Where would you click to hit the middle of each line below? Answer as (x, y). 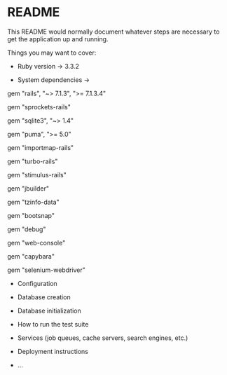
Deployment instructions (53, 351)
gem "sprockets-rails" (39, 107)
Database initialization (49, 311)
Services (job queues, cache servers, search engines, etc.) (103, 338)
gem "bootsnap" (31, 215)
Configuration (37, 283)
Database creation (44, 297)
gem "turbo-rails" (33, 161)
